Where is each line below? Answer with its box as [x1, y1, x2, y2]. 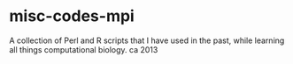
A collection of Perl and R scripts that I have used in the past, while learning [9, 35, 285, 46]
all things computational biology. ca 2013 [9, 44, 158, 54]
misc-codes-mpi [9, 6, 135, 26]
